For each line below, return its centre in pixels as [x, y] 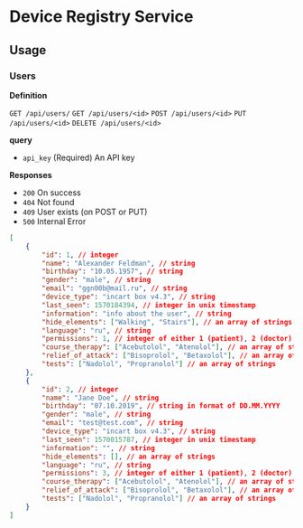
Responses [31, 174]
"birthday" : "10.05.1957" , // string [112, 272]
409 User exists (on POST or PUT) [85, 212]
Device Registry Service [101, 17]
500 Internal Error [54, 221]
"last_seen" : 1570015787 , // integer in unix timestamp [149, 439]
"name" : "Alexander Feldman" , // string [119, 263]
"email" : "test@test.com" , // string [112, 423]
